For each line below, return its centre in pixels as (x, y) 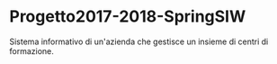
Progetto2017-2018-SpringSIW (128, 17)
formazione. (31, 50)
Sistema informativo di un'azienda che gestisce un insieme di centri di (139, 41)
